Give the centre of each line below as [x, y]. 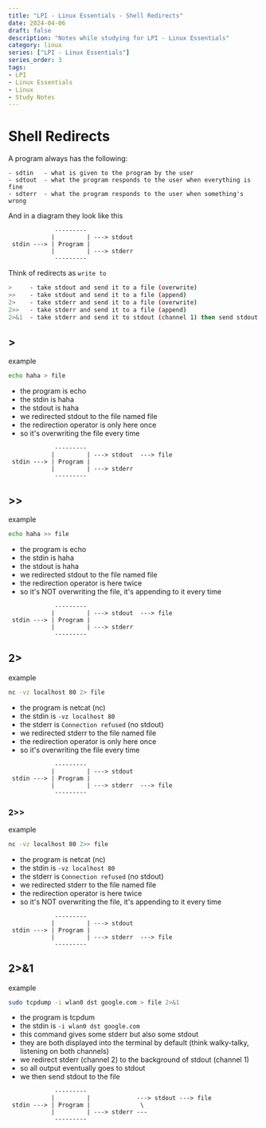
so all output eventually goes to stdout [82, 1068]
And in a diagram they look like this [66, 216]
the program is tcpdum [57, 1017]
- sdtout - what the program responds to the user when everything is [129, 180]
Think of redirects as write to [57, 273]
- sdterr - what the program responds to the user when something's [126, 194]
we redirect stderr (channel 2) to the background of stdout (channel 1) [134, 1059]
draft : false [30, 30]
